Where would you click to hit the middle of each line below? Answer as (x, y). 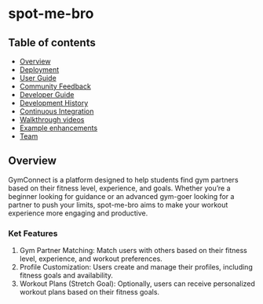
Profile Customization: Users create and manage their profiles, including (136, 267)
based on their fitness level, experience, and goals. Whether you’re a (119, 188)
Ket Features (33, 233)
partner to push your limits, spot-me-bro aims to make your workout (118, 204)
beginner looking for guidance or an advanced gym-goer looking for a (121, 196)
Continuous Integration (57, 111)
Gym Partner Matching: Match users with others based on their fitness (133, 251)
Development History (54, 103)
